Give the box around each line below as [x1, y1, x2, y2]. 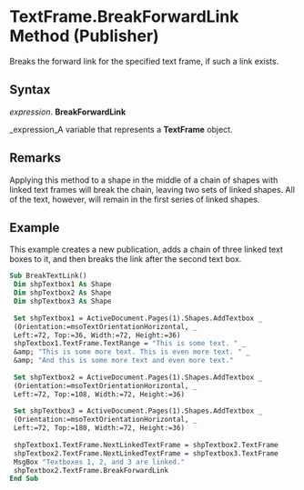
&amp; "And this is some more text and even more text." [13, 356, 234, 365]
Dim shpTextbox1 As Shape [13, 280, 112, 289]
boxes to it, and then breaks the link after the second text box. [9, 254, 242, 265]
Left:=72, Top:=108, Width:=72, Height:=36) [13, 389, 185, 399]
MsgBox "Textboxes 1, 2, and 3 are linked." [13, 457, 185, 466]
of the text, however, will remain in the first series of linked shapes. [9, 194, 260, 205]
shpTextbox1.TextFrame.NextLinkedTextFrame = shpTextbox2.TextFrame [13, 440, 279, 449]
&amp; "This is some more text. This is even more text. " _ [13, 347, 250, 356]
